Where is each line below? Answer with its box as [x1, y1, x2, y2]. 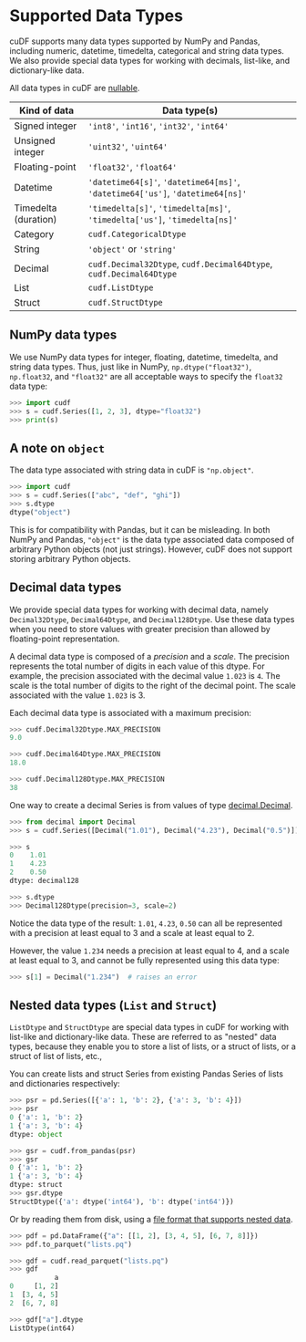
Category [14, 227, 55, 240]
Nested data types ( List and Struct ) [9, 997, 217, 1013]
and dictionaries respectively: [9, 1078, 120, 1089]
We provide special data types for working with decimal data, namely [9, 604, 269, 615]
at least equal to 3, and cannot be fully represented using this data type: [9, 954, 280, 965]
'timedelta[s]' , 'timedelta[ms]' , [87, 202, 231, 214]
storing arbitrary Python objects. [9, 553, 132, 564]
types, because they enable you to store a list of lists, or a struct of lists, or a [9, 1041, 296, 1052]
